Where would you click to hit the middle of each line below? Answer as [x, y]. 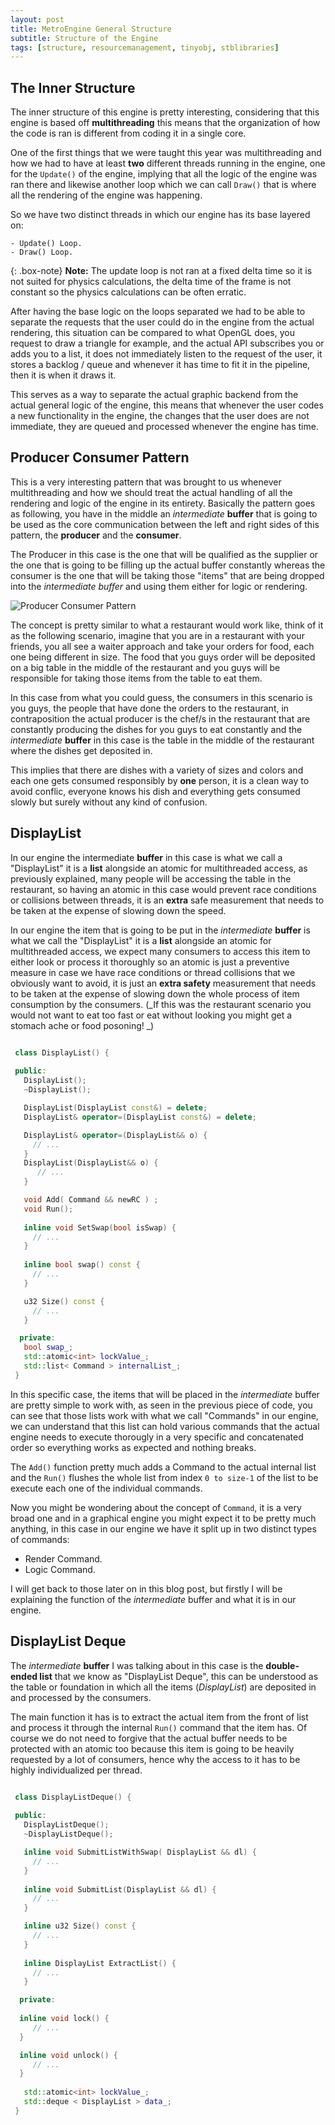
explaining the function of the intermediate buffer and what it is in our [153, 1599]
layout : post [37, 19]
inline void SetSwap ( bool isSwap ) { [100, 1227]
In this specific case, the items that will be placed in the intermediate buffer [165, 1394]
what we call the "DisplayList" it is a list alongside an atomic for [141, 940]
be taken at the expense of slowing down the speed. [118, 910]
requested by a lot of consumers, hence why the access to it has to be [155, 1759]
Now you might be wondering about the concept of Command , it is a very [156, 1507]
